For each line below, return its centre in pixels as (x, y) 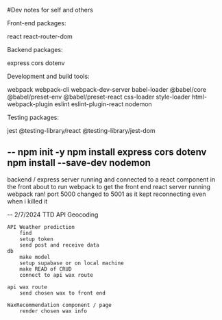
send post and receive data (59, 245)
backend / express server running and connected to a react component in (111, 179)
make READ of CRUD (46, 269)
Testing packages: (33, 117)
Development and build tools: (49, 76)
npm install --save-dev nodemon (79, 163)
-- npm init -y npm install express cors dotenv (107, 152)
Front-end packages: (37, 23)
